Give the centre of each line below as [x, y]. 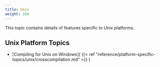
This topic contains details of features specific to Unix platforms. [70, 27]
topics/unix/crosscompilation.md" [46, 60]
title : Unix [17, 9]
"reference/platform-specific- [125, 54]
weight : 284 [17, 14]
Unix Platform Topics [37, 43]
